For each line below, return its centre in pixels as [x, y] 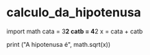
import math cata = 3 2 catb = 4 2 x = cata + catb [75, 31]
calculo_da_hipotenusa [74, 13]
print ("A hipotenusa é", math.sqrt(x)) [59, 44]
